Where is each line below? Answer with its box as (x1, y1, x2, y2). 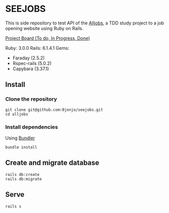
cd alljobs (5, 111, 28, 117)
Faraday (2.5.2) (12, 54, 45, 61)
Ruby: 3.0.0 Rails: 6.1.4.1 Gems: (5, 45, 70, 51)
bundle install (5, 144, 38, 150)
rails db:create (5, 172, 40, 177)
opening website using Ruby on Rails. (5, 25, 84, 31)
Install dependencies (5, 123, 58, 130)
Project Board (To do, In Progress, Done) (5, 35, 90, 41)
